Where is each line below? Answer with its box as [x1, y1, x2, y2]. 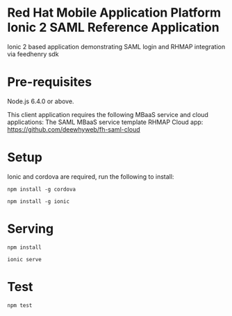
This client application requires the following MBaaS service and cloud [7, 110, 208, 119]
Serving [7, 221, 54, 236]
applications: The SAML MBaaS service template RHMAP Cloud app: [7, 118, 204, 126]
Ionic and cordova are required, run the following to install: [7, 172, 174, 181]
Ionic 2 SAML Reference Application [7, 19, 220, 35]
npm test [7, 301, 33, 309]
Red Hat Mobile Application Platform [7, 5, 222, 21]
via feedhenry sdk [7, 50, 59, 58]
